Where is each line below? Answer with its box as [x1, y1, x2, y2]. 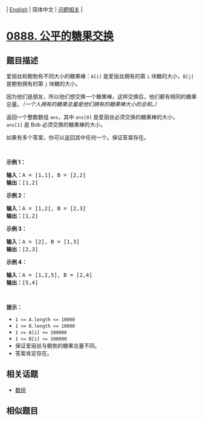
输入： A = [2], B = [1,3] [6, 239, 80, 245]
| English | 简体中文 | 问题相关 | [6, 6, 83, 13]
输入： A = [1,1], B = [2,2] [6, 172, 86, 178]
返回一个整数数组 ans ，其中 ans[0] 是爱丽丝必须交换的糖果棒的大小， [6, 113, 178, 121]
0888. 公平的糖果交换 [6, 30, 114, 43]
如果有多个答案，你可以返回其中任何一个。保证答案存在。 [6, 134, 149, 141]
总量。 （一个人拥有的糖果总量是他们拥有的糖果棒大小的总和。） [6, 101, 160, 108]
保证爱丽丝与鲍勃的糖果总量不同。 [14, 342, 100, 349]
